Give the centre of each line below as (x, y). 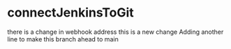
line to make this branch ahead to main (63, 39)
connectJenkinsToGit (70, 13)
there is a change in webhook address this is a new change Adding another (115, 32)
